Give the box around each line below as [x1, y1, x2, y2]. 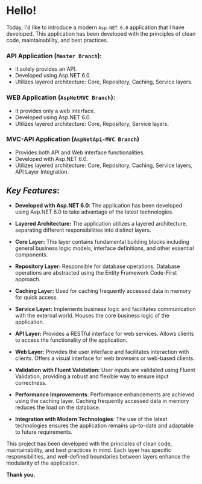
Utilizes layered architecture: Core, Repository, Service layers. [14, 120, 169, 127]
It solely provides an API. [14, 65, 77, 73]
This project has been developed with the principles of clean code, [6, 440, 172, 447]
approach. [14, 275, 41, 283]
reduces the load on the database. [14, 404, 101, 411]
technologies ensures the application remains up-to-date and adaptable [14, 422, 194, 429]
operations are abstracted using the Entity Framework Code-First [14, 269, 177, 276]
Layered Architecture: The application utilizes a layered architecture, [14, 220, 188, 227]
